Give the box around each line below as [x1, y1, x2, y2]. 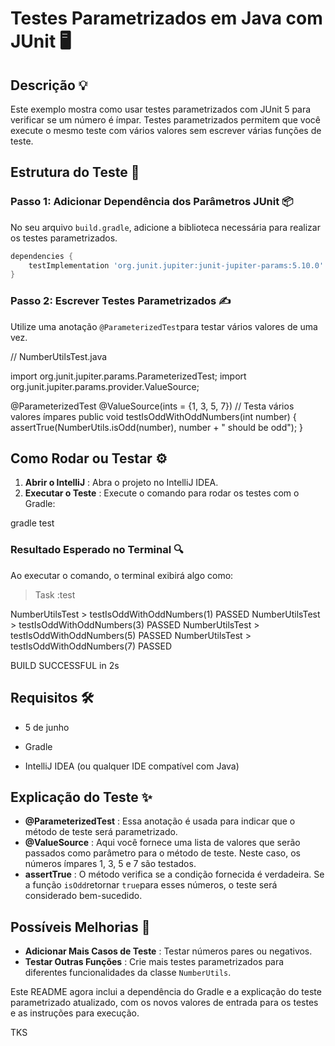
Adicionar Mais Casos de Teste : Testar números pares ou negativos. [24, 945, 313, 957]
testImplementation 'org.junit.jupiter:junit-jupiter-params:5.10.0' [28, 260, 325, 271]
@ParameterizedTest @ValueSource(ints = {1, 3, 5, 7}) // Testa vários [10, 400, 295, 412]
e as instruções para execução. [10, 1007, 140, 1019]
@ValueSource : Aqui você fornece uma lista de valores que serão [24, 837, 301, 849]
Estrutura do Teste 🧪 [10, 164, 140, 181]
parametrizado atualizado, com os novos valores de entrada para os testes [10, 997, 319, 1009]
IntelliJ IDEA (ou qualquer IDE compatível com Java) [24, 760, 240, 772]
